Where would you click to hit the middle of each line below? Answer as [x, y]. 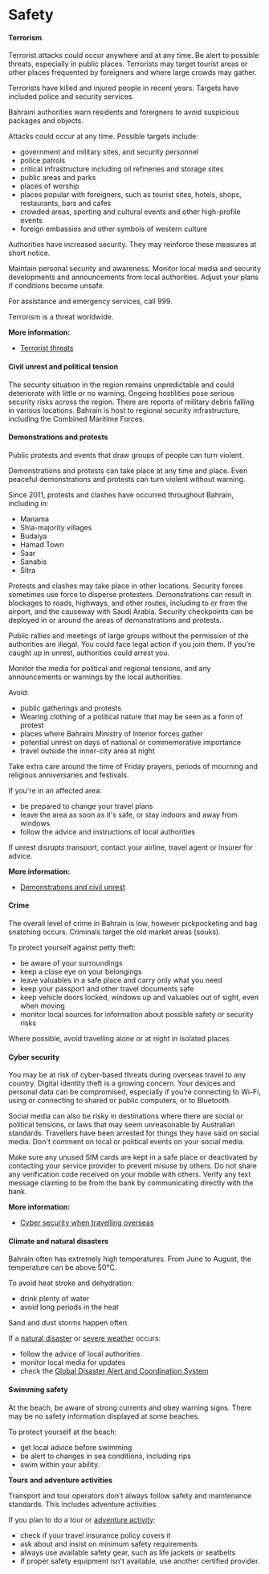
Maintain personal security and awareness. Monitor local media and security [135, 269]
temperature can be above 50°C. [63, 1267]
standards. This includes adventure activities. [84, 1504]
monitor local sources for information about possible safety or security [137, 1014]
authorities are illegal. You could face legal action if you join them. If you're [132, 644]
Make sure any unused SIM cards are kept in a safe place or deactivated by [133, 1157]
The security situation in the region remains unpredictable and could [121, 385]
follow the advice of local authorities [80, 1354]
